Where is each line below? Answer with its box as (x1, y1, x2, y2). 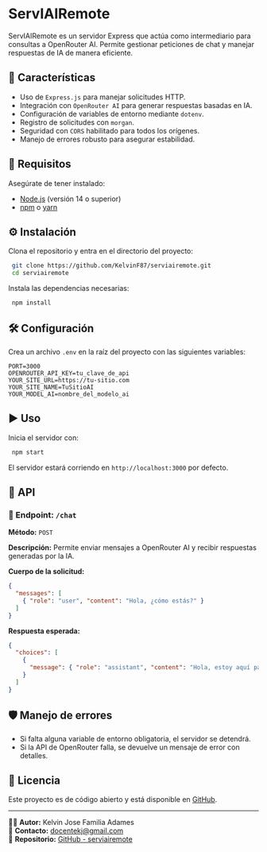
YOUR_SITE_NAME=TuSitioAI (8, 383, 94, 391)
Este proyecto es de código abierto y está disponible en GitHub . (8, 795, 218, 804)
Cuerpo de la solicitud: (8, 567, 85, 576)
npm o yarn (19, 202, 58, 211)
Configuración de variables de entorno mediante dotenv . (19, 109, 204, 118)
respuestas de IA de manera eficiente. (8, 48, 133, 57)
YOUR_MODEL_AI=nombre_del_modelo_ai (8, 390, 130, 398)
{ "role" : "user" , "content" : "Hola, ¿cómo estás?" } (22, 597, 204, 605)
